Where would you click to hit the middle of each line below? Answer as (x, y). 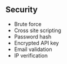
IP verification (31, 55)
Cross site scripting (38, 30)
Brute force (28, 24)
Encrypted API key (36, 43)
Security (21, 10)
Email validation (33, 49)
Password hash (33, 36)
